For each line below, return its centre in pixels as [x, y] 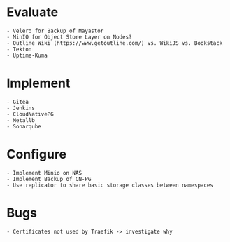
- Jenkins [21, 108]
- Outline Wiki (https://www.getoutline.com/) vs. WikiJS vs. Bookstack [115, 43]
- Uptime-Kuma [27, 55]
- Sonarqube [24, 126]
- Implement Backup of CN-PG [49, 179]
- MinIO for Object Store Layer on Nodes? [69, 37]
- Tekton [19, 49]
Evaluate [33, 12]
